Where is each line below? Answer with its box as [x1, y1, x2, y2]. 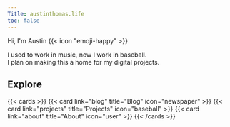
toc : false [7, 17, 40, 24]
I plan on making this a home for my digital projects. [7, 57, 160, 66]
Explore [7, 78, 43, 90]
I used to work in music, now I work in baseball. [7, 50, 147, 59]
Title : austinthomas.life [7, 10, 84, 18]
